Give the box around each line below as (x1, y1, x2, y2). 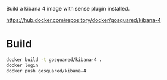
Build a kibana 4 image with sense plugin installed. (6, 5, 130, 12)
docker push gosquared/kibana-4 (6, 68, 86, 73)
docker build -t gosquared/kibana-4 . (6, 56, 102, 63)
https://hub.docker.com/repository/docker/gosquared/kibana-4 (6, 17, 162, 23)
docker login (6, 62, 39, 68)
